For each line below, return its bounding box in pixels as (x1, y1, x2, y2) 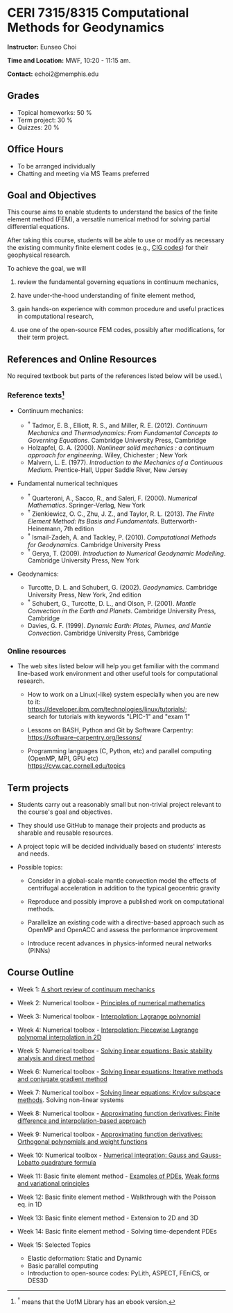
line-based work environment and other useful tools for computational (17, 670, 218, 678)
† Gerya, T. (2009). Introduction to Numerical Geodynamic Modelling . (27, 548, 226, 558)
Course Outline (7, 966, 74, 979)
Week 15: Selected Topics (17, 1241, 92, 1249)
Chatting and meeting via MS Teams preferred (17, 169, 150, 178)
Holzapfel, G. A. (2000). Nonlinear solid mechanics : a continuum (27, 443, 215, 452)
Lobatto (17, 1158, 40, 1167)
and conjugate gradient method (17, 1074, 107, 1083)
